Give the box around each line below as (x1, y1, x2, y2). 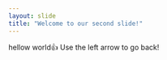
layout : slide (8, 11, 57, 20)
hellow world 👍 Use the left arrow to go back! (8, 42, 160, 52)
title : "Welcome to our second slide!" (8, 19, 143, 28)
